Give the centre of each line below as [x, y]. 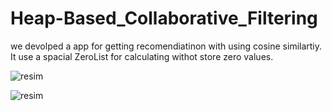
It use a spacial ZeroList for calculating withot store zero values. [142, 56]
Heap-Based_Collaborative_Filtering [164, 18]
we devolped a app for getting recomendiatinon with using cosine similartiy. [166, 46]
